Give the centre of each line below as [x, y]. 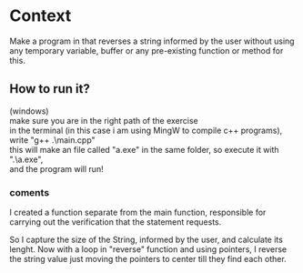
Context [40, 16]
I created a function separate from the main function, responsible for [138, 212]
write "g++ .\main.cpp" [52, 140]
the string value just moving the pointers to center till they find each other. [148, 259]
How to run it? [50, 89]
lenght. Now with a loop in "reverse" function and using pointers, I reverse [148, 249]
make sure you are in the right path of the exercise [104, 120]
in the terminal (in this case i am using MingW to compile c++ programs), [146, 130]
